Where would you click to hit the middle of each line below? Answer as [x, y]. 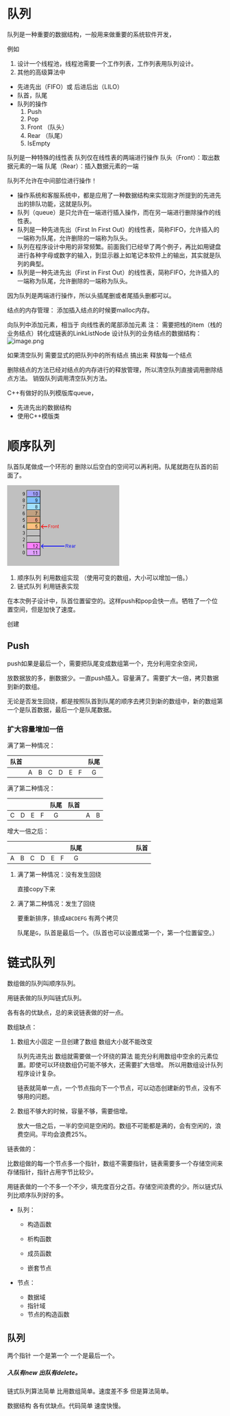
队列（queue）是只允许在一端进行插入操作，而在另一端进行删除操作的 [116, 212]
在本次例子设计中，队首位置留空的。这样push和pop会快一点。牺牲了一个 [110, 600]
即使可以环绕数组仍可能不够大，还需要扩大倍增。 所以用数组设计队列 [126, 1065]
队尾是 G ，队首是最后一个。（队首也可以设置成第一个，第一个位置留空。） [117, 932]
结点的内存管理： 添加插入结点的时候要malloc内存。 [80, 310]
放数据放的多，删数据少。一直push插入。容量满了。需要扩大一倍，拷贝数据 [113, 678]
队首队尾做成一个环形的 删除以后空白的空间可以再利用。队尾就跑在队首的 [110, 467]
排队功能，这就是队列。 [62, 204]
